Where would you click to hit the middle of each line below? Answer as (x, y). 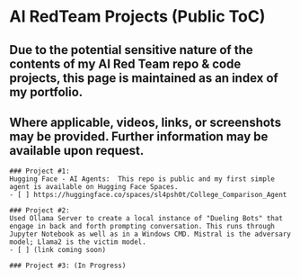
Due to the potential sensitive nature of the (131, 50)
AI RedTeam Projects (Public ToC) (137, 17)
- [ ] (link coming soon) (57, 250)
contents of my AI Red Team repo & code (125, 63)
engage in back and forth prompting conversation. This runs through (142, 227)
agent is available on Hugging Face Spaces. (94, 187)
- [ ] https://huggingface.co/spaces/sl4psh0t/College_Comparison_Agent (148, 195)
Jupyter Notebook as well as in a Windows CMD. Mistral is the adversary (150, 234)
